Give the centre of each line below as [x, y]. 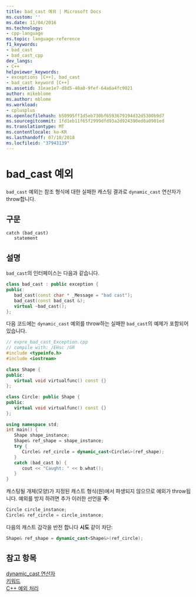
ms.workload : [22, 105]
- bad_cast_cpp [25, 55]
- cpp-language [25, 34]
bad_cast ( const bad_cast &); [49, 301]
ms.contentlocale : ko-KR [36, 132]
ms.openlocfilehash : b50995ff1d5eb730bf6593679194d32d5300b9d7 [85, 116]
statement [26, 238]
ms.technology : [25, 28]
